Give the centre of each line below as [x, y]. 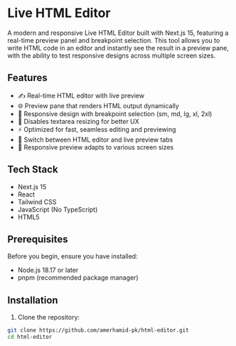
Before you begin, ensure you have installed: [73, 256]
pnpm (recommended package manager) [78, 278]
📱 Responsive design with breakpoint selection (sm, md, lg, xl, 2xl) [115, 114]
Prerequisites [38, 239]
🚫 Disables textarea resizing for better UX [79, 121]
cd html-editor [30, 337]
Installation [33, 300]
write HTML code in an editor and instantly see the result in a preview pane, [118, 48]
